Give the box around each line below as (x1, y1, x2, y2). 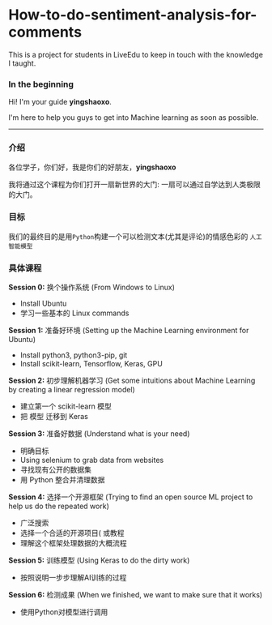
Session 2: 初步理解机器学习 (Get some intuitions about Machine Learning (8, 375, 256, 386)
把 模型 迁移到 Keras (19, 412, 89, 422)
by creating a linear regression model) (8, 385, 135, 395)
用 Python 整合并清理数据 (19, 475, 105, 485)
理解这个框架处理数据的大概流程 (19, 538, 127, 548)
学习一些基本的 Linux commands (19, 308, 130, 318)
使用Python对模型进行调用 (19, 607, 108, 617)
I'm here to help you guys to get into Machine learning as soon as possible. (8, 113, 259, 122)
